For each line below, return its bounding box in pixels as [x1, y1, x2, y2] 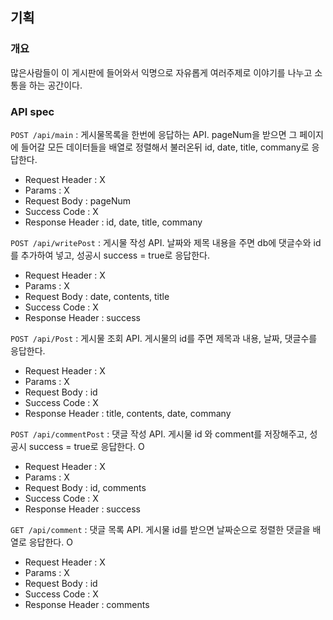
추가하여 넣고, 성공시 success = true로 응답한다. [20, 249, 210, 261]
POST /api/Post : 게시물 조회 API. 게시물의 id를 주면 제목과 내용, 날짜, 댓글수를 [10, 332, 318, 344]
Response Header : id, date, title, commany [24, 216, 203, 228]
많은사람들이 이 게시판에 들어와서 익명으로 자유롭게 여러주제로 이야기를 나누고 [10, 66, 313, 78]
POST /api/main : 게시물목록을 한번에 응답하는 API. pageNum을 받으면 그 [10, 128, 298, 140]
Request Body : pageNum [24, 194, 132, 207]
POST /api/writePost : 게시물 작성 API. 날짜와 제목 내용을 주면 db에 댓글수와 [10, 236, 312, 248]
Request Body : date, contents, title [24, 290, 170, 302]
